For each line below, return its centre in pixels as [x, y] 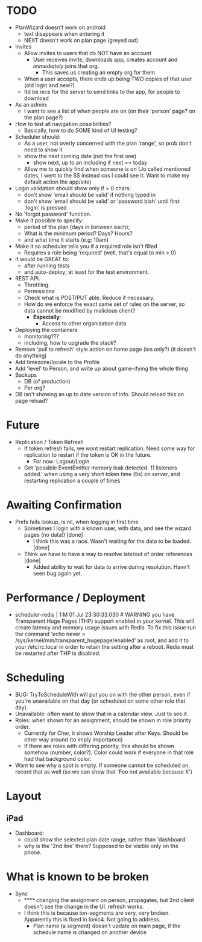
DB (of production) [47, 381]
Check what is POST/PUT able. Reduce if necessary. [89, 297]
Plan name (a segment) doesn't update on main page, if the [107, 926]
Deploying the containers [46, 330]
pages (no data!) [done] [53, 534]
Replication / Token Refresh [49, 442]
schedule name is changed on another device [90, 932]
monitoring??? [41, 336]
